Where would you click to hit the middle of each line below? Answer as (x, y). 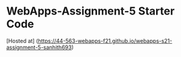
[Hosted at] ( (22, 41)
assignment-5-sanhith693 (39, 47)
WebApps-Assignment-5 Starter (90, 11)
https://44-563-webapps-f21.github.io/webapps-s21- (105, 41)
